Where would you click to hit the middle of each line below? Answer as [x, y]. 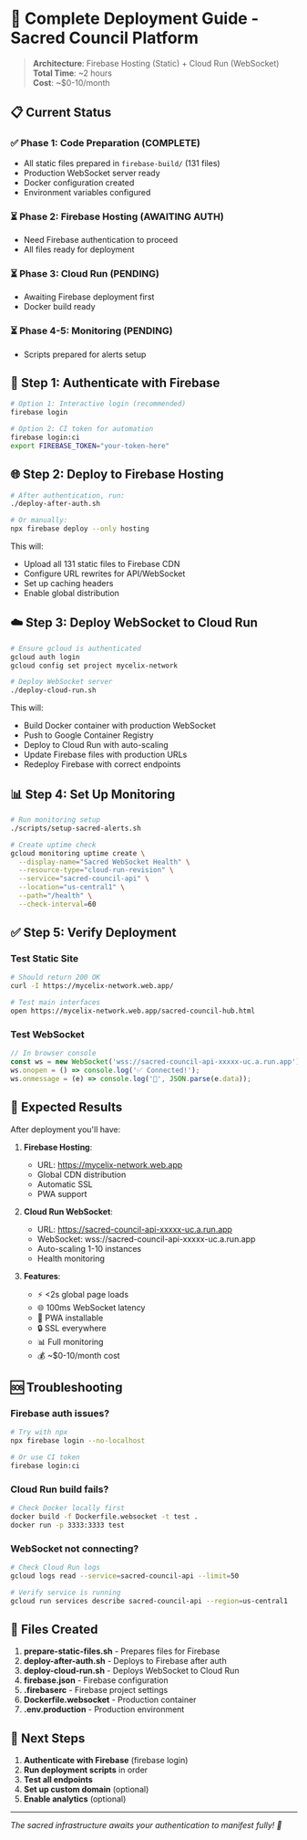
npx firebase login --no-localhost [78, 1441]
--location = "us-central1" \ [72, 888]
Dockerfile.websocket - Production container [110, 1700]
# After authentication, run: [68, 495]
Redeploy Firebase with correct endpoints [102, 764]
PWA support [62, 1193]
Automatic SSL [65, 1184]
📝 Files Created [54, 1629]
